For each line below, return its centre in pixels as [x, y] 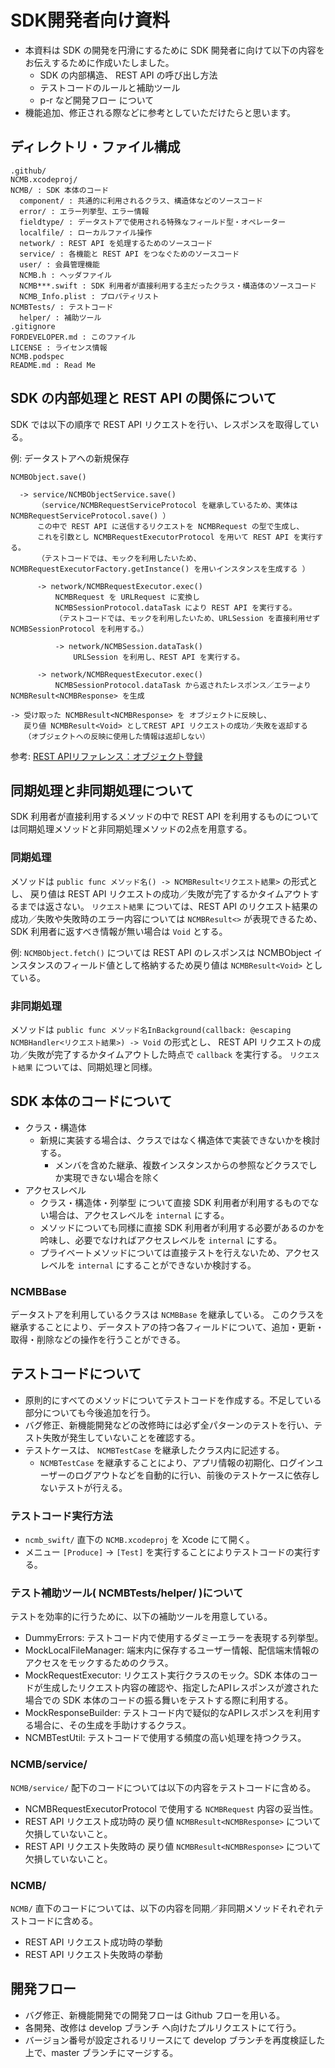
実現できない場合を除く [112, 1177]
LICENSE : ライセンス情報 [59, 347]
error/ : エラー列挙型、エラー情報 [84, 211]
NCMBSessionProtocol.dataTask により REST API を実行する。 [175, 607]
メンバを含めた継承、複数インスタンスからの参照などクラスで [181, 1165]
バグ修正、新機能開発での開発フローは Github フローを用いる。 [155, 2015]
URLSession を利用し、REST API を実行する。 [159, 657]
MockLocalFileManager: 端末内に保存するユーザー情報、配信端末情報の [172, 1650]
